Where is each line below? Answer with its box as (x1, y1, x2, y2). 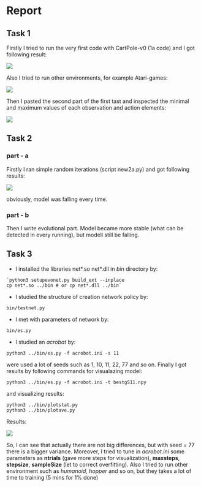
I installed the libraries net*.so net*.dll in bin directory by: (15, 265, 158, 273)
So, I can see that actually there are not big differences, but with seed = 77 (6, 441, 195, 448)
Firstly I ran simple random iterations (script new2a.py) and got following (6, 165, 190, 173)
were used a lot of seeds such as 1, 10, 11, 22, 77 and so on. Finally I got (6, 361, 187, 368)
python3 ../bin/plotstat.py (6, 402, 78, 408)
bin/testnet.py (6, 304, 45, 311)
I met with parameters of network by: (15, 315, 109, 323)
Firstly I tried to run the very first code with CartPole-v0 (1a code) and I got (6, 44, 195, 51)
